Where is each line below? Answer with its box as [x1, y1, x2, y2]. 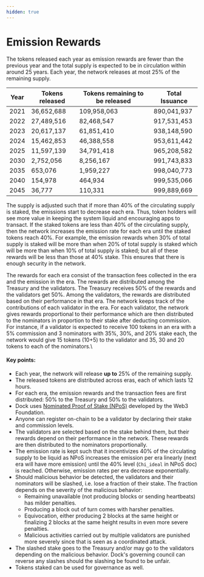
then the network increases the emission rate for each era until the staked [6, 227, 191, 235]
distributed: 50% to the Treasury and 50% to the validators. [15, 396, 165, 403]
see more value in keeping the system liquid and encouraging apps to [6, 214, 180, 222]
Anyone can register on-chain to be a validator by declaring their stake [15, 415, 192, 423]
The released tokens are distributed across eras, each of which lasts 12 [15, 376, 194, 384]
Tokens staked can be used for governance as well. [15, 564, 144, 571]
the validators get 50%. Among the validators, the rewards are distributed [6, 291, 190, 298]
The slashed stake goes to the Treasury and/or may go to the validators [15, 544, 194, 551]
